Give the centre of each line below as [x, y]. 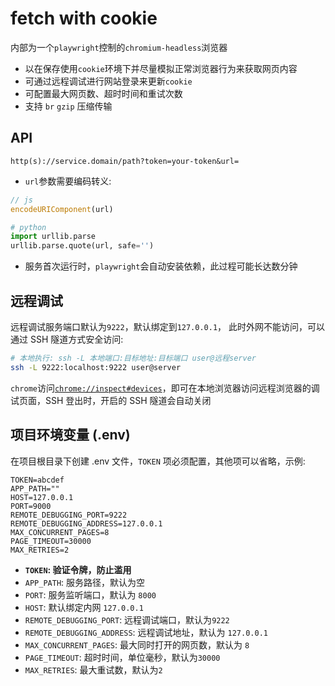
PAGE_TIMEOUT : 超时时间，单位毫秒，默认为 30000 [122, 657]
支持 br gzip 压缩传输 [68, 106]
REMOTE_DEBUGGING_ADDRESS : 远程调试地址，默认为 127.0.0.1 [146, 632]
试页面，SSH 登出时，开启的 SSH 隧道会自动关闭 [111, 400]
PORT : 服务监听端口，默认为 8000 [90, 594]
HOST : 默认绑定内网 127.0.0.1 [84, 607]
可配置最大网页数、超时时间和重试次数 [103, 93]
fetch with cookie [84, 18]
